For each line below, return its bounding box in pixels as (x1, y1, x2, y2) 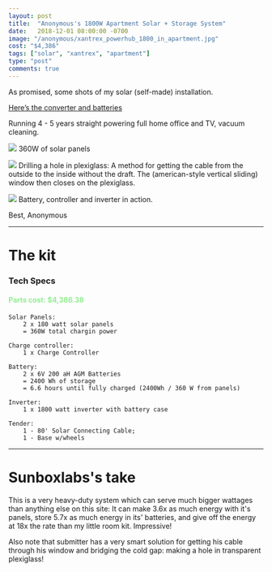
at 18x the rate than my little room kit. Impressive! (8, 521, 172, 531)
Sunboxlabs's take (8, 468, 136, 487)
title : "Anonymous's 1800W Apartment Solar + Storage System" (8, 19, 227, 28)
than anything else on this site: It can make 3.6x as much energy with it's (8, 504, 251, 514)
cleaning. (8, 127, 40, 136)
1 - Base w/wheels (23, 434, 85, 442)
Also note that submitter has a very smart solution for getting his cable (8, 537, 243, 546)
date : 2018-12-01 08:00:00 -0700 (8, 27, 129, 35)
